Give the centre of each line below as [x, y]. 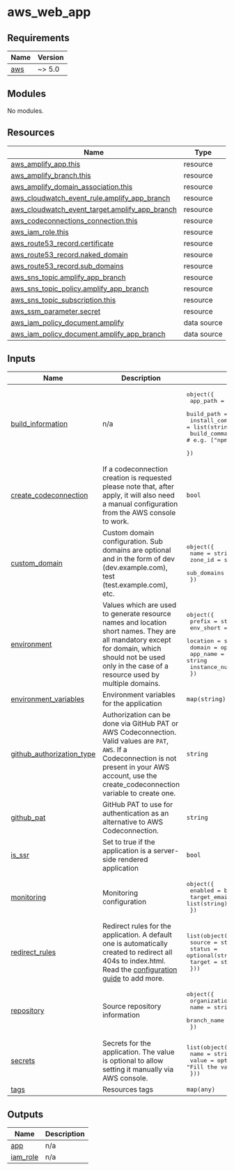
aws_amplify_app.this [46, 164]
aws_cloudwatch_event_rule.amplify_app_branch [91, 198]
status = [204, 949]
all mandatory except [137, 640]
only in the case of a [135, 666]
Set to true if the [128, 842]
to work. [116, 521]
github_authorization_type [53, 754]
